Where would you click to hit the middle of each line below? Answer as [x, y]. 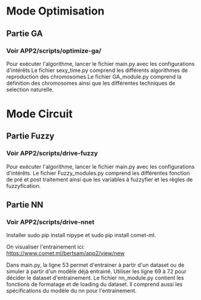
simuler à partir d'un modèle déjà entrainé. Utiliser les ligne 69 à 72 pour [96, 272]
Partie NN [25, 205]
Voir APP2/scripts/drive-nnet [51, 222]
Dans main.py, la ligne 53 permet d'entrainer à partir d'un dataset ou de [95, 265]
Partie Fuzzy [30, 136]
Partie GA [25, 34]
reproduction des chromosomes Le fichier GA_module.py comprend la [94, 76]
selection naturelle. [30, 90]
